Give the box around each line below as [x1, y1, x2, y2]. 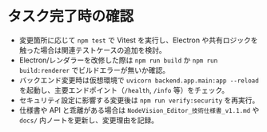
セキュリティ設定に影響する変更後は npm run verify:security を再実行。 [18, 95, 260, 105]
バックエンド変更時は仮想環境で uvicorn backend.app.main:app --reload [18, 75, 259, 85]
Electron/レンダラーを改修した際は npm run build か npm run [18, 55, 218, 65]
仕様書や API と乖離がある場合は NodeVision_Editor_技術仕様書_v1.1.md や [18, 105, 260, 114]
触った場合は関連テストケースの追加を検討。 [18, 45, 167, 54]
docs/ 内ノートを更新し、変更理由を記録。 [18, 115, 159, 125]
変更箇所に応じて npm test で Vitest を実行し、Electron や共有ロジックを [18, 35, 258, 45]
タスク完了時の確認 [7, 7, 134, 26]
